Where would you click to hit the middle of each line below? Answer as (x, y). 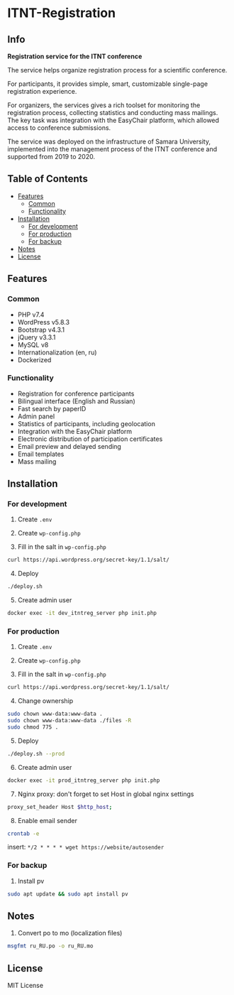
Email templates (41, 454)
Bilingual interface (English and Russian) (77, 401)
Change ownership (45, 701)
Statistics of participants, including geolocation (87, 423)
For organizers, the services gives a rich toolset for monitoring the (104, 105)
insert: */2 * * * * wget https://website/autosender (86, 847)
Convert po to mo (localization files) (70, 933)
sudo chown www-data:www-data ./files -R (69, 721)
